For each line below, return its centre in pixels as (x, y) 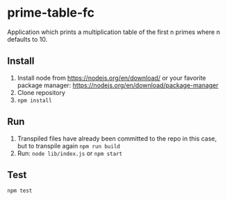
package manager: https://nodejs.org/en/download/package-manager (118, 85)
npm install (34, 101)
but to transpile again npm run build (68, 146)
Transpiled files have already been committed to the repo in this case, (117, 138)
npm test (20, 191)
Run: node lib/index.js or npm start (70, 153)
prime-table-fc (51, 13)
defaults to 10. (27, 39)
